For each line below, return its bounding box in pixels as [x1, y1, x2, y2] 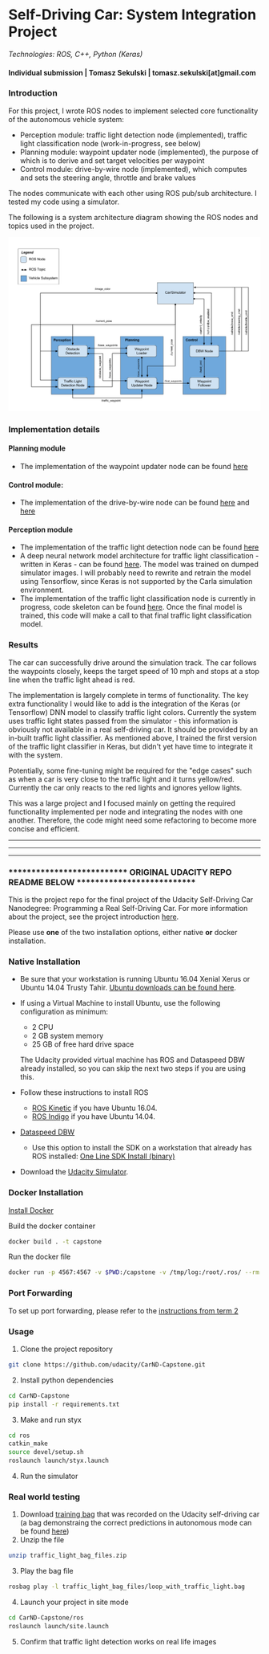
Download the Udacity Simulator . [19, 1167, 129, 1177]
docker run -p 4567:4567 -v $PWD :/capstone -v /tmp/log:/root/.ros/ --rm [8, 1268, 260, 1276]
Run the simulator [19, 1472, 78, 1480]
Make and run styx [19, 1415, 82, 1424]
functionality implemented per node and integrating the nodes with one [8, 807, 243, 816]
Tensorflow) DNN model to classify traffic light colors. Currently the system [8, 707, 257, 717]
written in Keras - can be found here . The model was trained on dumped [19, 560, 259, 570]
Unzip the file [19, 1535, 65, 1545]
